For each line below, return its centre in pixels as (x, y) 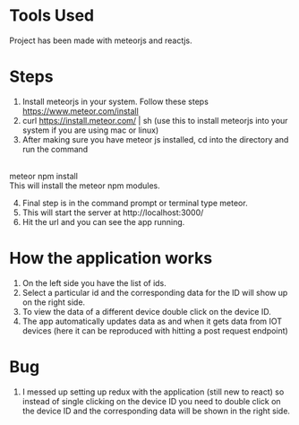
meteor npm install (44, 176)
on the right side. (54, 302)
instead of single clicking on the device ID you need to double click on (151, 401)
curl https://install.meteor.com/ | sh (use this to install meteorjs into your (155, 120)
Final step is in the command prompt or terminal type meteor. (135, 203)
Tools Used (52, 16)
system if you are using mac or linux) (90, 130)
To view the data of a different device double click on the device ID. (146, 311)
